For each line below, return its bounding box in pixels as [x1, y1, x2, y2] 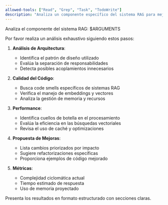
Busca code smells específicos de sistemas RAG [19, 84, 120, 90]
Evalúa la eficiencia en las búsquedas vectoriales [19, 120, 121, 126]
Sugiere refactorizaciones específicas [19, 150, 98, 156]
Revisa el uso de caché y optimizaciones [19, 125, 104, 131]
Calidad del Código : [12, 75, 54, 81]
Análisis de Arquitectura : [12, 45, 66, 51]
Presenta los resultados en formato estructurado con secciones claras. [5, 195, 151, 201]
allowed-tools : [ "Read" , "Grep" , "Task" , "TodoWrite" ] [5, 7, 122, 12]
